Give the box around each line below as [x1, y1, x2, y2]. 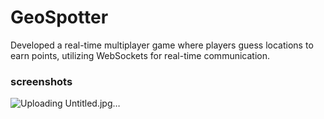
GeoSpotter [10, 6, 109, 29]
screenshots [10, 74, 73, 88]
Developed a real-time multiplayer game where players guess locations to [10, 39, 314, 51]
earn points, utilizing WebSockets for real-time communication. [10, 49, 270, 61]
